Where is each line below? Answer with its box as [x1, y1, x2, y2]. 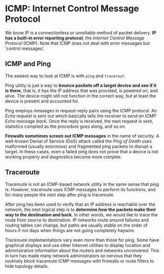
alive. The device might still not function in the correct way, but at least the [5, 93, 156, 99]
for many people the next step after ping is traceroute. [5, 192, 114, 198]
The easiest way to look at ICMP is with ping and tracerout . [5, 72, 126, 79]
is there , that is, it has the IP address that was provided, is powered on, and [5, 87, 158, 94]
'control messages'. [5, 45, 45, 51]
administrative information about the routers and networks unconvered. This [5, 247, 160, 253]
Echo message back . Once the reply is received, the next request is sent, [5, 118, 153, 124]
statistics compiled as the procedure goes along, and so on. [5, 123, 126, 129]
